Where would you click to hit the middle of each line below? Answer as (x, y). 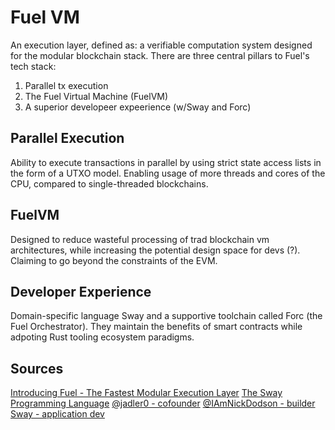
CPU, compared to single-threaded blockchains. (109, 183)
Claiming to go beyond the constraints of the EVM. (114, 260)
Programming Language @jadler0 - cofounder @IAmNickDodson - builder (163, 403)
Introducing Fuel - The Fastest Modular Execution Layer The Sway (146, 393)
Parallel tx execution (66, 85)
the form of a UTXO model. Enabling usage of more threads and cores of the (168, 173)
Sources (37, 368)
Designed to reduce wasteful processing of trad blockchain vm (140, 239)
